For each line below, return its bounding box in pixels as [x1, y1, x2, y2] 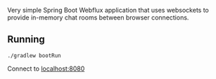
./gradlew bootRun [7, 52, 61, 59]
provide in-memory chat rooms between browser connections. [7, 13, 189, 22]
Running [7, 34, 46, 45]
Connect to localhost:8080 [7, 64, 85, 73]
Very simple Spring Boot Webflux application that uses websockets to [7, 6, 209, 14]
